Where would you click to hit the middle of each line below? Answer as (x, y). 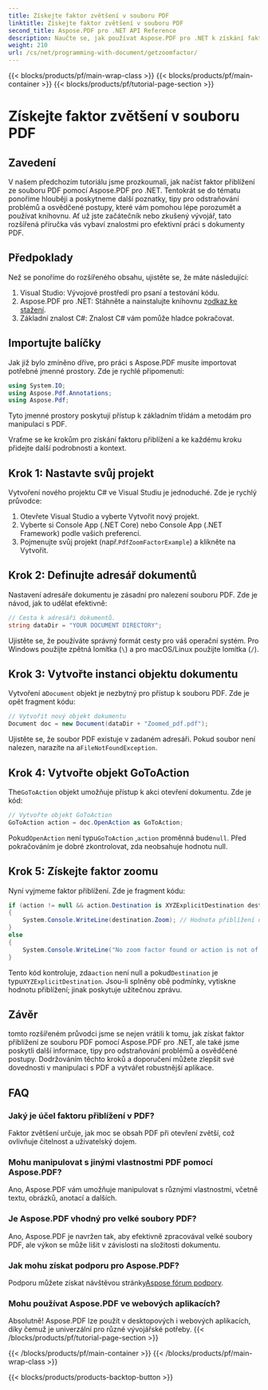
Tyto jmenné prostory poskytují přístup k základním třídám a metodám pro (130, 415)
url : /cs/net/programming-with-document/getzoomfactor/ (103, 53)
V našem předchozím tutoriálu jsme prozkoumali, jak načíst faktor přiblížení (132, 182)
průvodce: (25, 501)
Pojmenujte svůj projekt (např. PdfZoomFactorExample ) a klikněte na (128, 542)
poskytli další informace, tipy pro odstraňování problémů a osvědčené (123, 1050)
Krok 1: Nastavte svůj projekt (81, 473)
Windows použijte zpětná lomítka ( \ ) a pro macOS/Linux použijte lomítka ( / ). (134, 649)
